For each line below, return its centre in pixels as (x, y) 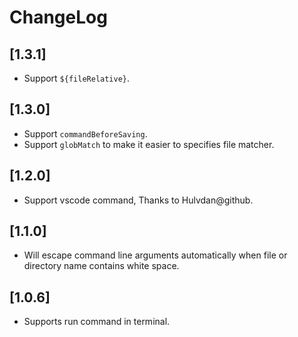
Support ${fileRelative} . (77, 78)
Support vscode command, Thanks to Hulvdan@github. (138, 200)
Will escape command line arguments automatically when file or (155, 255)
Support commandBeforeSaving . (85, 133)
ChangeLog (58, 17)
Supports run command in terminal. (97, 322)
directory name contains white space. (101, 266)
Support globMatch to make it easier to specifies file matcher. (149, 144)
